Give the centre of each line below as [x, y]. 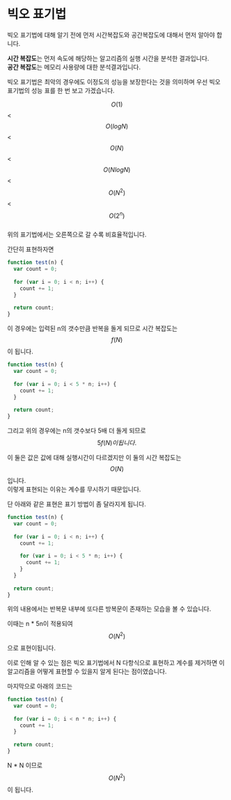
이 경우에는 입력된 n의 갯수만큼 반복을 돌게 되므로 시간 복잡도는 [93, 328]
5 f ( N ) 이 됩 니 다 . [117, 443]
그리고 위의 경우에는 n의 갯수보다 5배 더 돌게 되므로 [77, 431]
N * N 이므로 [25, 765]
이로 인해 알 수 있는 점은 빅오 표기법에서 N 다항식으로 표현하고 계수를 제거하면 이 [116, 663]
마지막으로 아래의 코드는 [40, 687]
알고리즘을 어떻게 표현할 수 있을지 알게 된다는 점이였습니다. [87, 671]
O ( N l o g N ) [117, 169]
